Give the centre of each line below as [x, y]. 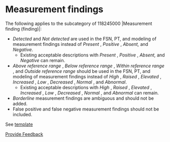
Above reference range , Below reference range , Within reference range [89, 66]
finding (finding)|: [24, 29]
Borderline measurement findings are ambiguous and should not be [83, 98]
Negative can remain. [43, 60]
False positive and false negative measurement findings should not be [86, 109]
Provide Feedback [24, 134]
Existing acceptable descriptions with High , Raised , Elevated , [86, 87]
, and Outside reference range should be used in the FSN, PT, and [81, 71]
